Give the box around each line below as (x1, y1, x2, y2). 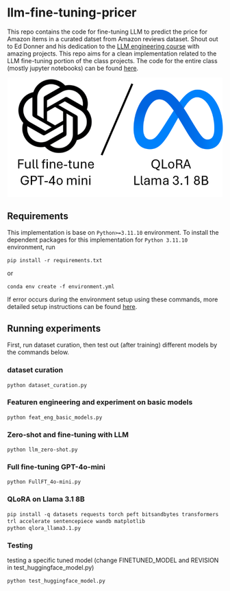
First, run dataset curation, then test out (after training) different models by (7, 341, 218, 349)
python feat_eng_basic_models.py (7, 414, 103, 421)
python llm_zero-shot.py (7, 446, 78, 454)
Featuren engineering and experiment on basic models (7, 397, 193, 407)
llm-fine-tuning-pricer (7, 5, 137, 21)
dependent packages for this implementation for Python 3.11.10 (7, 235, 188, 244)
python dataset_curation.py (7, 382, 88, 389)
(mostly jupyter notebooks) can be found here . (7, 64, 139, 72)
